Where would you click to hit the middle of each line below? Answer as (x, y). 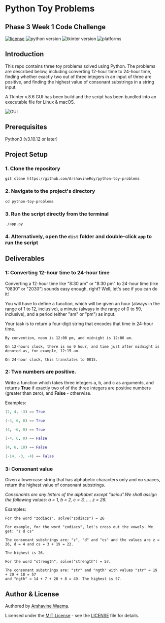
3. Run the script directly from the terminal (57, 214)
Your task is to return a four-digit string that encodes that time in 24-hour (79, 324)
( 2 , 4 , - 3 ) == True (25, 412)
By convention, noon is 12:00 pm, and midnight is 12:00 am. (69, 338)
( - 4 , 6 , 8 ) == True (25, 420)
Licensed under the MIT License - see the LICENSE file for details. (72, 616)
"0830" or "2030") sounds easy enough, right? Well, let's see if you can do (81, 289)
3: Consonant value (29, 469)
